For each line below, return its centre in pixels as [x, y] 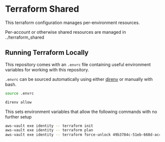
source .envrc [20, 93]
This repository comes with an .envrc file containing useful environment [78, 64]
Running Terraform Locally [47, 53]
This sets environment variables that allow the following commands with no [81, 112]
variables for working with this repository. [47, 70]
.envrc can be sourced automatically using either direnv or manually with [79, 79]
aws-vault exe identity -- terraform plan [49, 130]
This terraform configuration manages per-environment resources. [72, 23]
